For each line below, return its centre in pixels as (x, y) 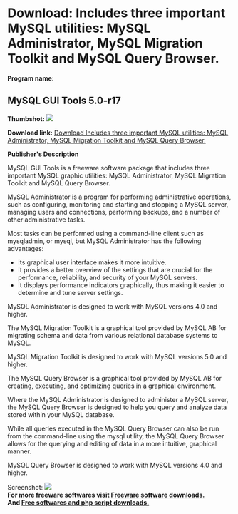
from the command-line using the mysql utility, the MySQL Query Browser (116, 436)
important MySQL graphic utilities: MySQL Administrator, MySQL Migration (117, 175)
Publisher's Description (43, 154)
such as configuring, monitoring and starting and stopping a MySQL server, (118, 204)
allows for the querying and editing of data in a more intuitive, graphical (112, 443)
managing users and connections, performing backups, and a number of (114, 212)
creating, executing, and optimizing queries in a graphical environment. (112, 386)
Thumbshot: (26, 118)
